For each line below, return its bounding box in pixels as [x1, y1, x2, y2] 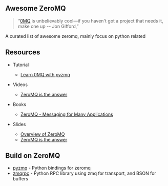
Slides [12, 121, 26, 127]
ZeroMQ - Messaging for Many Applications [20, 111, 114, 117]
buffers [12, 176, 28, 182]
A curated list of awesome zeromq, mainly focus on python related [5, 33, 146, 39]
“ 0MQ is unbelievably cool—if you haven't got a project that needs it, [17, 17, 163, 24]
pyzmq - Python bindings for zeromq [12, 165, 91, 171]
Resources [5, 48, 40, 57]
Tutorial [12, 61, 29, 68]
